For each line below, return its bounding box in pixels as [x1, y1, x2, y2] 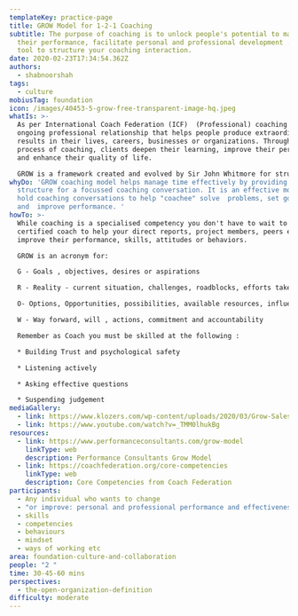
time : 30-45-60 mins [9, 569, 86, 578]
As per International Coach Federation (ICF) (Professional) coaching [17, 121, 288, 130]
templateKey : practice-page [9, 12, 114, 22]
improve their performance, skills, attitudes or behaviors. [17, 235, 248, 244]
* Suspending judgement [17, 396, 105, 405]
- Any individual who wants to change [17, 494, 161, 503]
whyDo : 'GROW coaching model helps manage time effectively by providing [9, 178, 288, 186]
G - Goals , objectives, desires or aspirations [17, 267, 200, 276]
